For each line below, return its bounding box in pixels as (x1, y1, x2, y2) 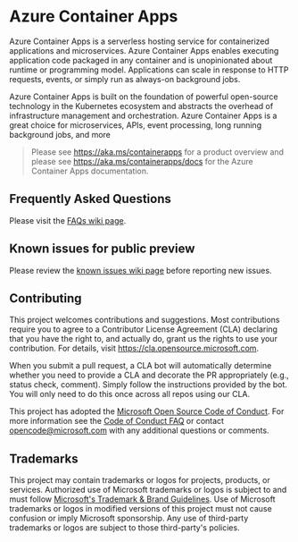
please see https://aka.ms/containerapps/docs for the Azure (30, 156, 253, 166)
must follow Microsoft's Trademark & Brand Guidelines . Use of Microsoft (9, 494, 276, 504)
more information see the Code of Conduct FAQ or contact (9, 416, 225, 427)
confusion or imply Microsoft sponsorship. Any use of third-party (9, 512, 249, 524)
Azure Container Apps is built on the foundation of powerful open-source (9, 91, 278, 102)
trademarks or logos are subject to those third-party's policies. (9, 522, 240, 533)
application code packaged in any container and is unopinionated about (9, 55, 273, 65)
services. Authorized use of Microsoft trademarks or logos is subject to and (9, 485, 287, 495)
